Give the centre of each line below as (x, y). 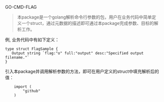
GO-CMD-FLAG (21, 7)
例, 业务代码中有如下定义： (32, 40)
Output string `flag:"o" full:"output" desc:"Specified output (78, 53)
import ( (23, 87)
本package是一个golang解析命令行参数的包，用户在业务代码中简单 (84, 17)
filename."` (17, 58)
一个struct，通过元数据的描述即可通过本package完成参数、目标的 (88, 23)
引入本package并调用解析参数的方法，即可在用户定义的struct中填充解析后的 (82, 71)
